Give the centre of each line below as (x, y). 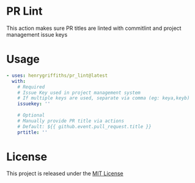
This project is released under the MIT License (65, 174)
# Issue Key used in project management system (79, 93)
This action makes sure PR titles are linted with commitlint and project (94, 28)
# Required (31, 87)
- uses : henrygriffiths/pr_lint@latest (57, 75)
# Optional (31, 115)
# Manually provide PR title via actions (71, 121)
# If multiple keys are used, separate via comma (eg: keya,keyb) (104, 98)
